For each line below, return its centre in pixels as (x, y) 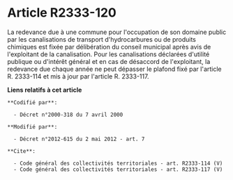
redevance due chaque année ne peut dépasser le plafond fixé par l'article (114, 69)
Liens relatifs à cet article (45, 90)
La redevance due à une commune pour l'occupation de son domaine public (117, 32)
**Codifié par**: (32, 102)
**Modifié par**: (32, 126)
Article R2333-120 (62, 13)
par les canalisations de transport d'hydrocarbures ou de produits (102, 39)
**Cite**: (22, 151)
